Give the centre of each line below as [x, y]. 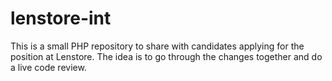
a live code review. [48, 67]
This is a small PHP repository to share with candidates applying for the [157, 46]
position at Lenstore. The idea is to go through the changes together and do [166, 56]
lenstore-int [61, 18]
